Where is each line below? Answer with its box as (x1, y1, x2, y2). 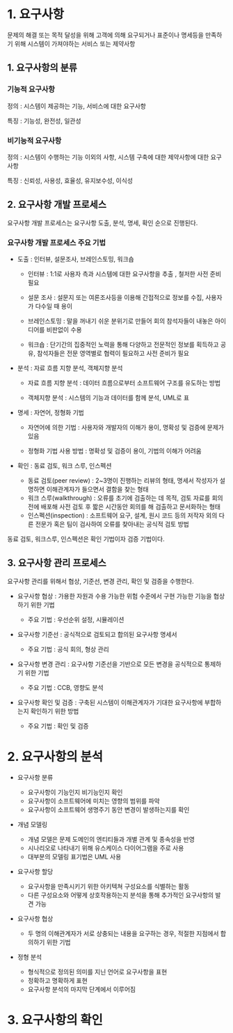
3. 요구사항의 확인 (7, 1012, 103, 1027)
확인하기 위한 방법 (30, 707, 79, 715)
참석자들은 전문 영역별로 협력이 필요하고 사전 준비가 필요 (37, 349, 190, 358)
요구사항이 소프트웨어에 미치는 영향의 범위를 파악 (27, 797, 160, 805)
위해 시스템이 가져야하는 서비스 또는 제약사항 (14, 39, 136, 47)
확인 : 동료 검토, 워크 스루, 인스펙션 (17, 462, 112, 470)
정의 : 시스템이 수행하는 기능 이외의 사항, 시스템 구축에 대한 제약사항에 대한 (7, 153, 209, 161)
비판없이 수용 (46, 326, 82, 334)
